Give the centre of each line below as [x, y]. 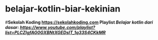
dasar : [12, 27]
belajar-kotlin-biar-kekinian [63, 9]
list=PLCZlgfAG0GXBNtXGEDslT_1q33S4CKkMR [55, 32]
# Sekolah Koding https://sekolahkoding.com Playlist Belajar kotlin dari [79, 22]
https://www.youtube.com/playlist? [58, 27]
